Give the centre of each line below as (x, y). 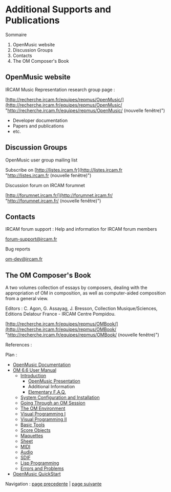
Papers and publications (38, 126)
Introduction (33, 376)
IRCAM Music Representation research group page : (60, 89)
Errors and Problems (42, 468)
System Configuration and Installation (60, 397)
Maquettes (32, 436)
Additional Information (51, 387)
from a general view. (27, 299)
